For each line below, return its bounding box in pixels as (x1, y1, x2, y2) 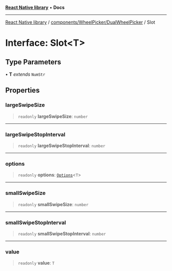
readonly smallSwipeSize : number (17, 201, 89, 207)
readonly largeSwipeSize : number (17, 113, 88, 119)
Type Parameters (5, 58, 61, 66)
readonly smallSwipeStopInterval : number (17, 230, 106, 237)
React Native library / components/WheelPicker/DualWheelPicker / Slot (5, 19, 155, 25)
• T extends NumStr (5, 71, 46, 77)
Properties (5, 86, 40, 95)
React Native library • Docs (5, 5, 65, 10)
